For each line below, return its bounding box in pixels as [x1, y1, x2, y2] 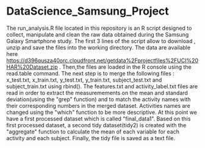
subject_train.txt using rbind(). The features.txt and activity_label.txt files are [6, 82, 198, 90]
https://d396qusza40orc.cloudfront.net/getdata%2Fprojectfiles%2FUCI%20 [6, 57, 199, 64]
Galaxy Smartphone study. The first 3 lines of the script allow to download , [6, 37, 196, 44]
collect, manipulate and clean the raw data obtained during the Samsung [6, 30, 189, 38]
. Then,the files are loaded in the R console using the [59, 63, 192, 71]
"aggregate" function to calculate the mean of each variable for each [6, 128, 180, 135]
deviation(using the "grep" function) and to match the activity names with [6, 96, 191, 103]
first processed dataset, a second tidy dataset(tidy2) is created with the [6, 121, 187, 129]
